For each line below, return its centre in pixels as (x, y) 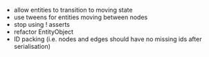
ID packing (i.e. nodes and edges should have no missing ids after (108, 39)
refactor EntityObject (44, 32)
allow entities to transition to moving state (73, 10)
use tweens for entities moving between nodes (81, 17)
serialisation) (32, 46)
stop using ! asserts (42, 24)
